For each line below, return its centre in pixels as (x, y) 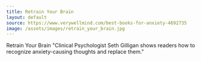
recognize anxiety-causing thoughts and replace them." (75, 52)
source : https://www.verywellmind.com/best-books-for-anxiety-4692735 (97, 23)
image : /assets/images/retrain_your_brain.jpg (66, 28)
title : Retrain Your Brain (40, 12)
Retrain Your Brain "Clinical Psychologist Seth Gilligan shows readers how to (101, 45)
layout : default (26, 17)
